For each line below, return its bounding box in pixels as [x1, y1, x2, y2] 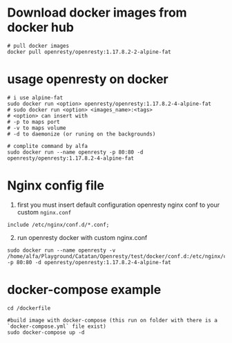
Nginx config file [7, 178, 105, 194]
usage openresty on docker [7, 71, 168, 87]
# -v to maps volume [7, 124, 67, 131]
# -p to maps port [7, 118, 60, 125]
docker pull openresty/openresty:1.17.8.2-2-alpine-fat [7, 48, 171, 55]
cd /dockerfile [7, 304, 51, 312]
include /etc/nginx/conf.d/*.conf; [7, 221, 110, 228]
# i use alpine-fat [7, 94, 64, 101]
